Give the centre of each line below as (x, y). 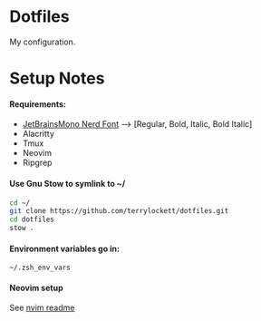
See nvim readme (42, 308)
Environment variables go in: (65, 248)
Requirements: (38, 104)
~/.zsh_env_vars (40, 268)
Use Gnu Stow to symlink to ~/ (68, 183)
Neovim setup (36, 287)
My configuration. (43, 42)
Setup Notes (57, 78)
